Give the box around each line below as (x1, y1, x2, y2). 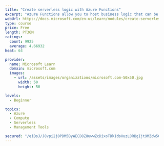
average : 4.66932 (9, 44, 45, 49)
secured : (5, 133, 23, 139)
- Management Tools (9, 125, 49, 130)
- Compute (9, 116, 29, 121)
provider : (5, 57, 25, 62)
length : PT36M (5, 30, 34, 35)
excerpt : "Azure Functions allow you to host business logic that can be (5, 12, 159, 17)
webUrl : (5, 16, 21, 21)
